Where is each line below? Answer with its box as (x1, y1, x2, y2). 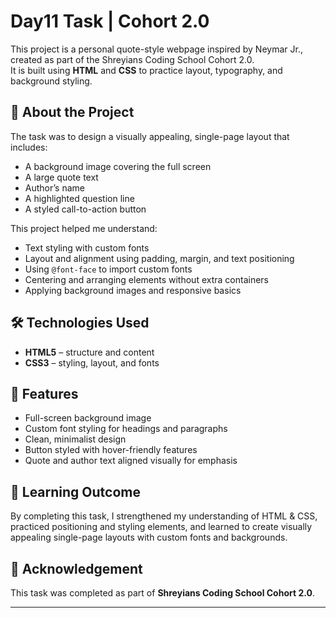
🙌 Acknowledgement (10, 560, 143, 577)
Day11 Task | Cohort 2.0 (10, 10, 210, 33)
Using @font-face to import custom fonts (24, 263, 193, 275)
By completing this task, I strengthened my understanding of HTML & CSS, (10, 510, 318, 522)
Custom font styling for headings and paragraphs (24, 423, 228, 435)
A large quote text (24, 171, 99, 183)
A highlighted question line (24, 192, 135, 204)
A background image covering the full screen (24, 160, 212, 172)
